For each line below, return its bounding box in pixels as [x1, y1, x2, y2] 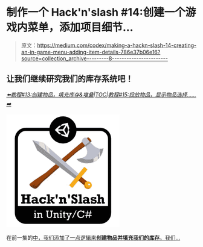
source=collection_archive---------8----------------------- [21, 55, 168, 62]
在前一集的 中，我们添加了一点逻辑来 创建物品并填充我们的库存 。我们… [6, 234, 181, 241]
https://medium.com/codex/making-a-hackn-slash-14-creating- [37, 42, 197, 49]
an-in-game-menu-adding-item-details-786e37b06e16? [21, 48, 161, 55]
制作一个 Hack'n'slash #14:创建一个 [6, 5, 185, 19]
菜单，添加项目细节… [27, 20, 134, 34]
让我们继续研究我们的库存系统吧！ [6, 73, 134, 84]
